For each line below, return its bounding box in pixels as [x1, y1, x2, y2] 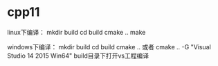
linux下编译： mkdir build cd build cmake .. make [7, 28, 146, 36]
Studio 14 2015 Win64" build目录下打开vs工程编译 [7, 51, 149, 60]
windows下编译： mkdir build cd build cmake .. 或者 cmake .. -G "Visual [7, 42, 211, 51]
